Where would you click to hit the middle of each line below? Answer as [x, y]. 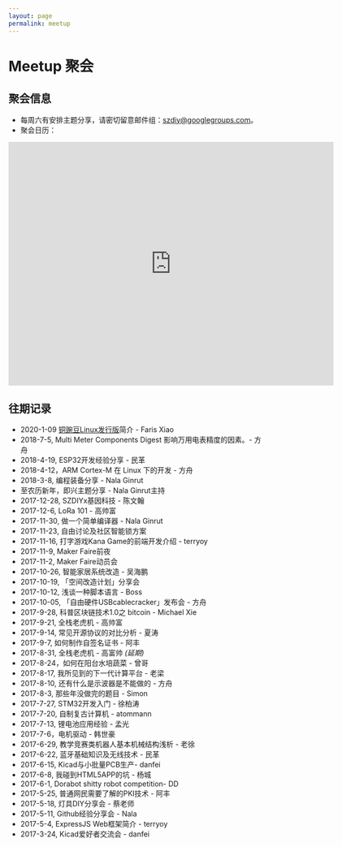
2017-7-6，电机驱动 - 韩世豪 [68, 734]
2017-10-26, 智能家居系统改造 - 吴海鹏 [84, 572]
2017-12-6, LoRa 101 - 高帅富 [68, 511]
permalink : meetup [39, 24]
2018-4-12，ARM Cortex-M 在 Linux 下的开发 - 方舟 [106, 470]
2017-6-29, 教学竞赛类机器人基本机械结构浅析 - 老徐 [108, 745]
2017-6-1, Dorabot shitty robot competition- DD [99, 784]
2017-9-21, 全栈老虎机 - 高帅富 [71, 623]
